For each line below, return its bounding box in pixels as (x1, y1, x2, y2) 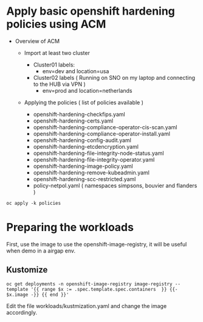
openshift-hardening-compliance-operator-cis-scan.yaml (33, 123, 177, 131)
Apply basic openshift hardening (6, 4, 175, 18)
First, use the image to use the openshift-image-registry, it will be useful (6, 240, 187, 248)
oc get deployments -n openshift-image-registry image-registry (6, 281, 173, 287)
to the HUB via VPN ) (33, 80, 86, 88)
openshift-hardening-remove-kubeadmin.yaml (33, 169, 150, 176)
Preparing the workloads (6, 221, 134, 234)
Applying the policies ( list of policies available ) (24, 99, 144, 106)
